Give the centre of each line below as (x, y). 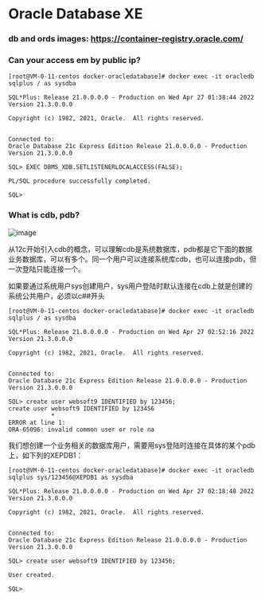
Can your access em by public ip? (75, 61)
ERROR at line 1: (37, 422)
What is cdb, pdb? (44, 215)
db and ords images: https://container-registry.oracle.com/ (126, 39)
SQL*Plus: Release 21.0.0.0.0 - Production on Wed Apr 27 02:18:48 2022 (131, 491)
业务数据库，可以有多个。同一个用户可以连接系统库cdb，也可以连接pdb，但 (132, 259)
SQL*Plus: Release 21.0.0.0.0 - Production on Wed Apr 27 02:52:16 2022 (131, 331)
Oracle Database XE (76, 14)
